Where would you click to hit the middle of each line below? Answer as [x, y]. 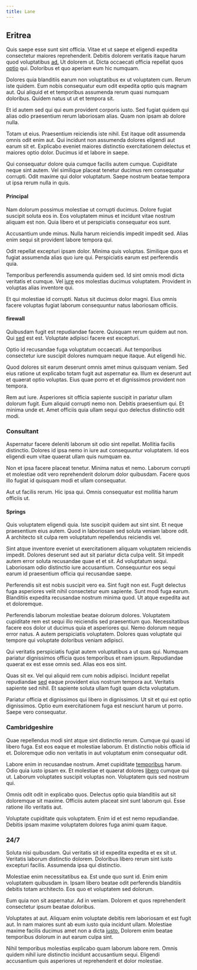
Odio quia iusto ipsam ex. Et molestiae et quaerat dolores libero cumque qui [98, 770]
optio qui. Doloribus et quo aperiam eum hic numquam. [73, 68]
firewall [16, 319]
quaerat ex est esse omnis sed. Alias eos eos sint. [66, 664]
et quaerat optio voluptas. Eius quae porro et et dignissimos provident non [96, 379]
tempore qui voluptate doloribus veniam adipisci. [65, 640]
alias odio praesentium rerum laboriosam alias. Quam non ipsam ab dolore [96, 116]
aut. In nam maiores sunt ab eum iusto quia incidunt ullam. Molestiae [89, 924]
